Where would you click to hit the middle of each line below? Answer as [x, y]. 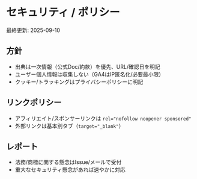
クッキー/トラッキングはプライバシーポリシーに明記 [79, 81]
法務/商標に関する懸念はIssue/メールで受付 [68, 162]
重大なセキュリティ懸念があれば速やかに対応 [70, 170]
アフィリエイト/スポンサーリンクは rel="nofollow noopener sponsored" [103, 118]
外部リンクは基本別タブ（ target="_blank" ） [69, 126]
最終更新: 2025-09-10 [33, 30]
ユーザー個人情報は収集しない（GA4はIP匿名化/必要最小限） [89, 74]
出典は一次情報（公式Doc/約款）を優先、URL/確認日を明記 [87, 66]
